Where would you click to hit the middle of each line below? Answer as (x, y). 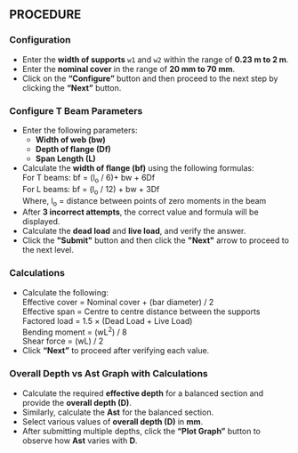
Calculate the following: (65, 292)
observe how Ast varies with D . (80, 441)
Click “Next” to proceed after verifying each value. (116, 351)
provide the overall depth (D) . (77, 402)
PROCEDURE (45, 15)
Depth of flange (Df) (73, 149)
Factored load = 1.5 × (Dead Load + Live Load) (107, 320)
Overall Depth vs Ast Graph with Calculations (109, 374)
